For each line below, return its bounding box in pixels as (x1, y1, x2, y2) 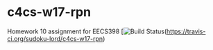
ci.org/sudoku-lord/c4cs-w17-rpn (7, 34, 103, 42)
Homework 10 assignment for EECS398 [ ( (7, 27, 167, 35)
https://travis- (166, 27, 206, 35)
